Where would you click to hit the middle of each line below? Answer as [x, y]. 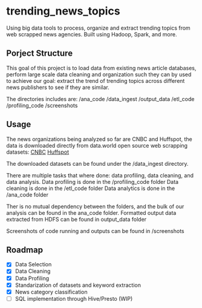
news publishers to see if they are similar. [58, 87]
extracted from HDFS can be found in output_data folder [77, 219]
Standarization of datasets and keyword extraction [78, 285]
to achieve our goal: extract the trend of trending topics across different [96, 80]
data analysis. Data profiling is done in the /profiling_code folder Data [93, 182]
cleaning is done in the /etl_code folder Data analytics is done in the [91, 188]
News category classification [51, 292]
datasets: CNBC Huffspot [38, 152]
